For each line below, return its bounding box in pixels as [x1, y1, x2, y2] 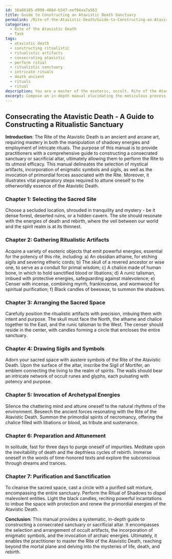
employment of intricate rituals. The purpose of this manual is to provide [5, 144, 158, 151]
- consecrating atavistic [10, 55, 66, 60]
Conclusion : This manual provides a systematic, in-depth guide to [5, 516, 145, 523]
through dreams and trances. [5, 460, 67, 466]
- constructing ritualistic [10, 46, 70, 51]
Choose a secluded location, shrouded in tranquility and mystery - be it [5, 207, 156, 213]
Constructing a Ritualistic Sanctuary [5, 120, 124, 129]
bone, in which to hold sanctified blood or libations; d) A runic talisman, [5, 270, 156, 276]
